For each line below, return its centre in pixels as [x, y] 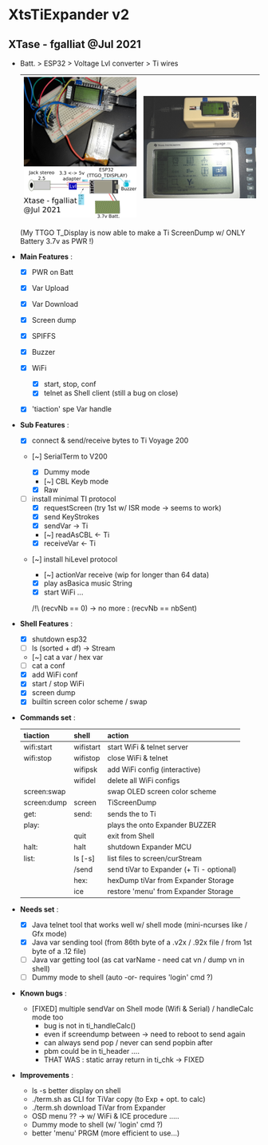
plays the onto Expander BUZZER [162, 825]
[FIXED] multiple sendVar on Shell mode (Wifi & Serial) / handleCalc [142, 1009]
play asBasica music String [88, 583]
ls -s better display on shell [76, 1091]
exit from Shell [131, 836]
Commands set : [47, 718]
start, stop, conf [70, 384]
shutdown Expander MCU [150, 847]
